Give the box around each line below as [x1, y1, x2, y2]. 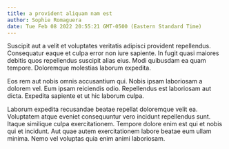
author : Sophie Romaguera [7, 17, 81, 23]
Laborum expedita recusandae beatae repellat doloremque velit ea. [7, 105, 198, 114]
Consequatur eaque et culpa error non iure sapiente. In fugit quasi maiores [7, 49, 219, 57]
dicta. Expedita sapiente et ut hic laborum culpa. [7, 92, 145, 100]
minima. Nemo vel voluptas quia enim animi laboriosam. [7, 135, 166, 143]
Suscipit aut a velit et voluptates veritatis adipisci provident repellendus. [7, 42, 212, 50]
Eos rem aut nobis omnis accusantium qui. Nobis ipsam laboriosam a [7, 77, 203, 86]
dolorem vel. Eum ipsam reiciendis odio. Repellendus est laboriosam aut [7, 84, 212, 93]
